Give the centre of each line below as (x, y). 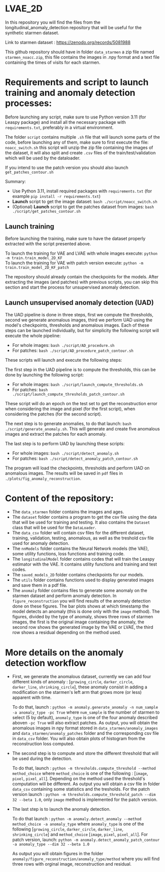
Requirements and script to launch (77, 82)
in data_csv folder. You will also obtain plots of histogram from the (79, 739)
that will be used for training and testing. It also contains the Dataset (81, 522)
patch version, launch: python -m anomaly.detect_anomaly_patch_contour (86, 840)
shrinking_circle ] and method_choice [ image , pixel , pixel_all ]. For (80, 834)
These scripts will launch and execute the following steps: (64, 360)
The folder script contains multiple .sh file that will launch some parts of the (82, 137)
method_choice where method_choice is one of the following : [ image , (80, 773)
